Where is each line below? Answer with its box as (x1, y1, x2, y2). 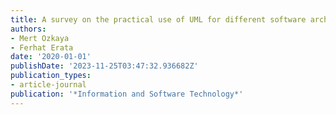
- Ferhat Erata (10, 42, 74, 53)
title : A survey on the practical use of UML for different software (10, 14, 307, 25)
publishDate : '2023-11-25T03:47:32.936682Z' (10, 61, 199, 71)
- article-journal (10, 80, 87, 90)
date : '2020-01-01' (10, 52, 92, 62)
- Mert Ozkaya (10, 33, 70, 43)
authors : (10, 24, 47, 34)
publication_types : (10, 71, 92, 81)
